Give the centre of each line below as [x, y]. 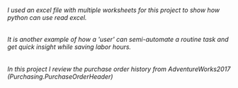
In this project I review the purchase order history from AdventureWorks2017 [119, 69]
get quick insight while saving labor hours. [69, 47]
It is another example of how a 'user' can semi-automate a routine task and [118, 40]
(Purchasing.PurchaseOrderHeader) [60, 76]
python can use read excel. [47, 17]
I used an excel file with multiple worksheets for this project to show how [114, 10]
